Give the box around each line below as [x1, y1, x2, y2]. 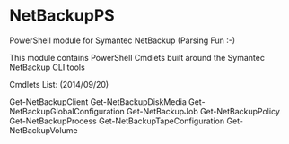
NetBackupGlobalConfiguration [9, 106, 126, 116]
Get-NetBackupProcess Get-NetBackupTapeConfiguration [9, 115, 225, 126]
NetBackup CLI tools [9, 62, 85, 72]
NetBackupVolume [9, 124, 78, 135]
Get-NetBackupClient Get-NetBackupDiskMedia [9, 96, 187, 107]
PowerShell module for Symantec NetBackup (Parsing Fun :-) [9, 35, 236, 46]
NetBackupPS [9, 5, 115, 26]
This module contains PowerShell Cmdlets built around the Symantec [9, 52, 265, 63]
